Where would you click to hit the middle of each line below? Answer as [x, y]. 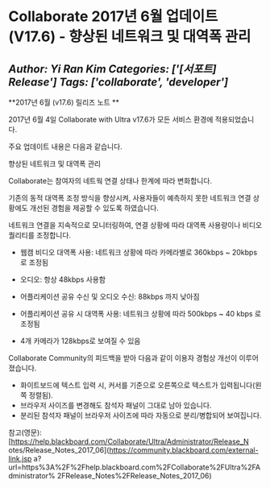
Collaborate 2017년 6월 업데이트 [113, 17]
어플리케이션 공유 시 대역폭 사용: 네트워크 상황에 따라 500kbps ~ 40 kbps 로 [141, 314]
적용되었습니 [235, 119]
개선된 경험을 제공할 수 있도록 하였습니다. [94, 208]
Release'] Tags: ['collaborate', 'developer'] [118, 82]
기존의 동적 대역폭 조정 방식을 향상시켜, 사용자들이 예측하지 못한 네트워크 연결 [130, 198]
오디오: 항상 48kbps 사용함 [63, 279]
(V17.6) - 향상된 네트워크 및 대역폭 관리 [130, 37]
